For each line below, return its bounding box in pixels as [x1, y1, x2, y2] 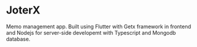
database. [6, 35, 31, 42]
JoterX [6, 4, 41, 17]
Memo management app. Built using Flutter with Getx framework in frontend [6, 23, 192, 30]
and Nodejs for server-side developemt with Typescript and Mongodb [6, 29, 176, 36]
